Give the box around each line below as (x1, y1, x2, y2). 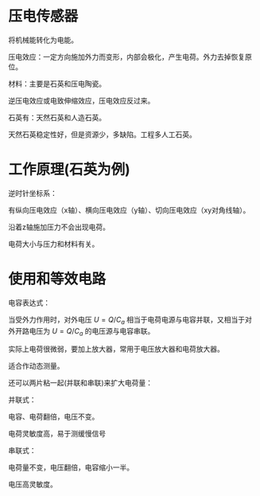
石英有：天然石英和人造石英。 (8, 112, 106, 122)
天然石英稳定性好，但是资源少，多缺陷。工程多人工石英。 (8, 129, 196, 139)
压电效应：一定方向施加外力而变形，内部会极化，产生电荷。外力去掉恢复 (8, 52, 245, 61)
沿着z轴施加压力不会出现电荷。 (8, 222, 110, 232)
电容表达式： (8, 298, 50, 307)
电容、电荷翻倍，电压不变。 (8, 412, 99, 422)
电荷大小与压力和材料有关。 (8, 239, 99, 248)
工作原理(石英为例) (8, 161, 131, 179)
